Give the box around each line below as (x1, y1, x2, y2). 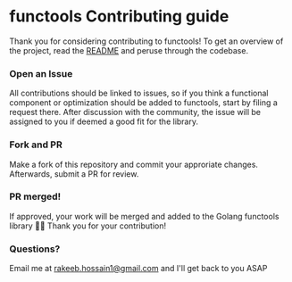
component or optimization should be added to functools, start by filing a (9, 97, 279, 108)
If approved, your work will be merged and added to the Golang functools (9, 211, 279, 221)
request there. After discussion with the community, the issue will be (9, 107, 262, 118)
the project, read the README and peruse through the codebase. (9, 45, 248, 55)
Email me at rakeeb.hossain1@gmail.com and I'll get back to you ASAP (9, 263, 268, 274)
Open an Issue (9, 67, 73, 79)
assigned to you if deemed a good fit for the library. (9, 116, 199, 127)
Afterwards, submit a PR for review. (9, 168, 139, 179)
